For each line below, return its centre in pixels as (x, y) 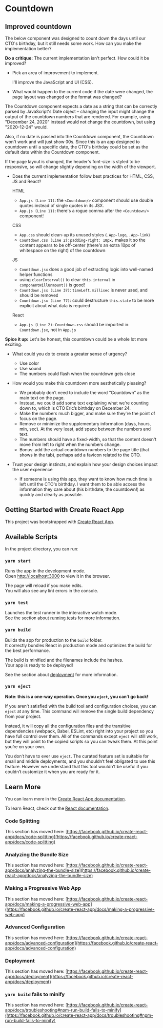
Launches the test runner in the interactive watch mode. (61, 613)
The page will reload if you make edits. (44, 585)
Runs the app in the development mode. (45, 571)
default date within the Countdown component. (52, 152)
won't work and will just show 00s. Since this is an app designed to (72, 142)
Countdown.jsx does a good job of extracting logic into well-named (86, 269)
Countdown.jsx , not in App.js (48, 330)
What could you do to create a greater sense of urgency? (70, 354)
